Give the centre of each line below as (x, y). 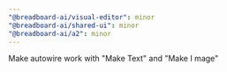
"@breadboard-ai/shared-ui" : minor (74, 25)
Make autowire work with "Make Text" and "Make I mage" (113, 59)
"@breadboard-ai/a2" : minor (60, 33)
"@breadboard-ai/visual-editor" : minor (82, 17)
